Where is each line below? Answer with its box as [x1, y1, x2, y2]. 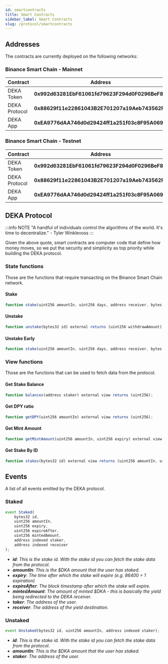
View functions [5, 358, 43, 365]
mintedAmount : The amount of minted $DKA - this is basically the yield [12, 588, 161, 594]
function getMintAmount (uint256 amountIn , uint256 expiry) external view [5, 436, 162, 441]
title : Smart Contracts [5, 12, 55, 17]
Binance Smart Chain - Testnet [5, 138, 81, 145]
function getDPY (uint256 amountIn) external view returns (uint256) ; [5, 414, 153, 420]
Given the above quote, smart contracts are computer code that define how [5, 240, 161, 246]
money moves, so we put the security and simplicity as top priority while [5, 245, 154, 251]
